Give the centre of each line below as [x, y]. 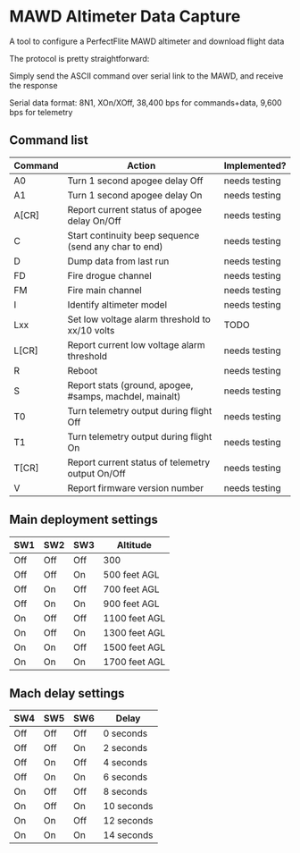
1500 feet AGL [134, 647]
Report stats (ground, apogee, [130, 384]
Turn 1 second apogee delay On [135, 195]
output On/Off [97, 473]
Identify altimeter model [117, 304]
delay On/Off [95, 221]
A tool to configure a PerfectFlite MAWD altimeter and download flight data [147, 41]
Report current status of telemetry [139, 462]
